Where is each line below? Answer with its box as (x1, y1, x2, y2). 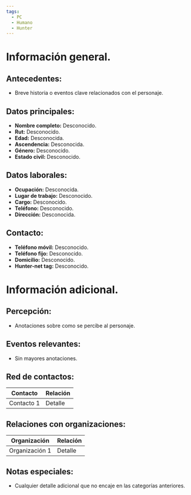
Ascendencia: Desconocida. (14, 141, 85, 148)
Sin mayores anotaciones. (14, 354, 78, 362)
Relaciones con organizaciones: (6, 419, 126, 429)
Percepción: (6, 307, 52, 317)
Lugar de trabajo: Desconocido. (14, 192, 93, 199)
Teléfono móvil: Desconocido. (14, 244, 89, 251)
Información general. (6, 51, 111, 64)
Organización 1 (9, 447, 52, 455)
